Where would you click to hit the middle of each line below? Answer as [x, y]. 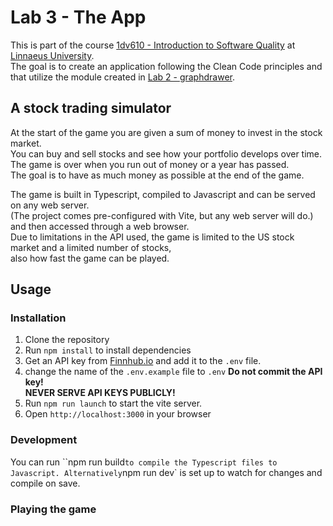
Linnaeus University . [52, 55]
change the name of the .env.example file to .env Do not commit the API [173, 372]
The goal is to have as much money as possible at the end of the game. [157, 175]
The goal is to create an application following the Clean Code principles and [166, 66]
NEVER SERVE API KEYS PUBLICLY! [100, 393]
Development [44, 440]
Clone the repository [67, 340]
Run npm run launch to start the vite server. [113, 403]
